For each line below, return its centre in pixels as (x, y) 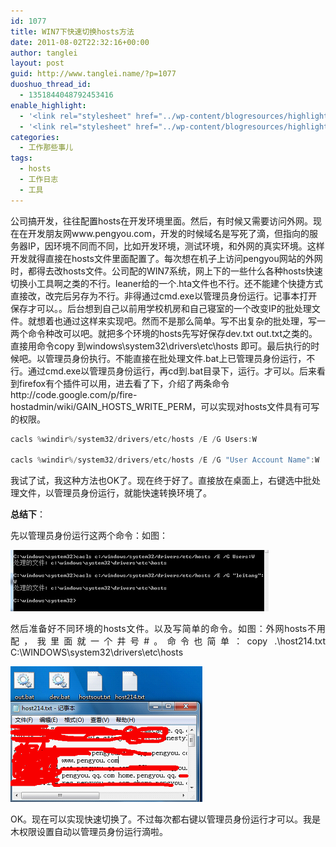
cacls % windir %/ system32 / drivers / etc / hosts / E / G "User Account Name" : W (165, 460)
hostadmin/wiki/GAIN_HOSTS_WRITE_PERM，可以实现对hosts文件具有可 (161, 406)
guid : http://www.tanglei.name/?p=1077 (93, 74)
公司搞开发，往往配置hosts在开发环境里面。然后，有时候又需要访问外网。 (161, 221)
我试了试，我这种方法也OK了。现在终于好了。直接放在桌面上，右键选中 (157, 481)
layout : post (37, 63)
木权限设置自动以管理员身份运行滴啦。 (89, 832)
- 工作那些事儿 (46, 148)
